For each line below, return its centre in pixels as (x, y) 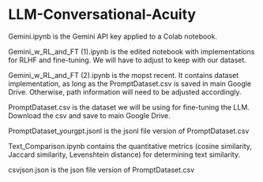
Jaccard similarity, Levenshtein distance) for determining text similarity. (124, 154)
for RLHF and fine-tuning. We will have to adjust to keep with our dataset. (128, 60)
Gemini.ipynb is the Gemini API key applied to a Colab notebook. (113, 36)
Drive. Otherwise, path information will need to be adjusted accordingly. (125, 91)
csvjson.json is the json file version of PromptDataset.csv (101, 169)
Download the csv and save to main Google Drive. (90, 115)
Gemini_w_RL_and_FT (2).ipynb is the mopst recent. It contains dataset (124, 75)
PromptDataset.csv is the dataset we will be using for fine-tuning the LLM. (129, 107)
